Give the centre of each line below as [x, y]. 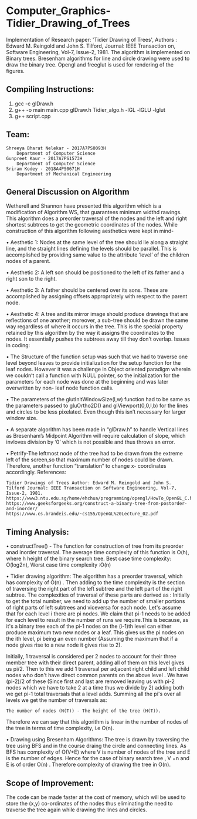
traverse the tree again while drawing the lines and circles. [77, 810]
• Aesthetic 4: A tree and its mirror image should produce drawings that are [97, 314]
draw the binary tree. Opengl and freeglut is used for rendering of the [90, 64]
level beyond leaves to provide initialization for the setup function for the [94, 363]
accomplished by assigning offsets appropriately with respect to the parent [97, 297]
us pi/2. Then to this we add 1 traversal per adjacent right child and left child [98, 669]
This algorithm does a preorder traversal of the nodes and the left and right [97, 218]
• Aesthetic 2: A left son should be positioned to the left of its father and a [95, 272]
